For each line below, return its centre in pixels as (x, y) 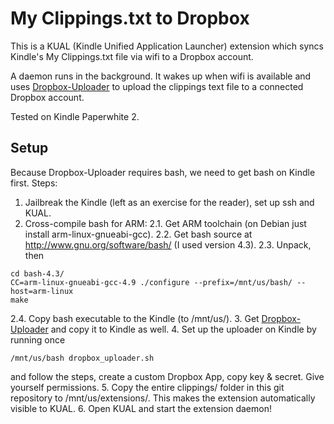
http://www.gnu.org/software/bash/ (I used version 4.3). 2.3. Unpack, (168, 244)
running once (38, 339)
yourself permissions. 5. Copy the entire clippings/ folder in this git (147, 387)
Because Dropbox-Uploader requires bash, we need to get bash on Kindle (163, 172)
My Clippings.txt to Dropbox (130, 18)
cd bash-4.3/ (37, 273)
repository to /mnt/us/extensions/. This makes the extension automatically (163, 398)
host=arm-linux (42, 291)
